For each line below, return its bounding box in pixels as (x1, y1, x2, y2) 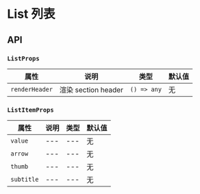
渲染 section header (59, 85, 123, 95)
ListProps (7, 54, 40, 62)
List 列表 (7, 6, 55, 22)
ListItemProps (7, 106, 54, 114)
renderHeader (10, 85, 53, 93)
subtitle (10, 175, 39, 184)
